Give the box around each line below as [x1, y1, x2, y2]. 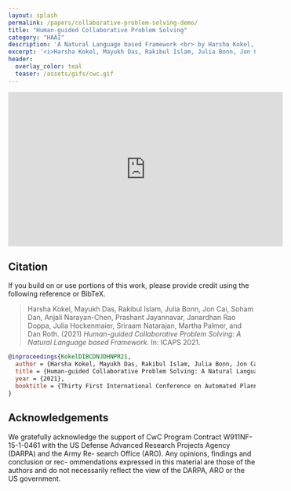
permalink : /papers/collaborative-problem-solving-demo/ [8, 19, 198, 27]
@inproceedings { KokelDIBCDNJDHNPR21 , [8, 353, 132, 361]
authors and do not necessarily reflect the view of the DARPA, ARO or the [8, 465, 246, 475]
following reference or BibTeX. [8, 289, 106, 299]
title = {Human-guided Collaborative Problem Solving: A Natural [15, 368, 234, 376]
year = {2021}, [15, 375, 65, 383]
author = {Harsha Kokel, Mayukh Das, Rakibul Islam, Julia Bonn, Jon [15, 360, 247, 369]
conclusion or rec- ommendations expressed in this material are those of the [8, 456, 256, 467]
